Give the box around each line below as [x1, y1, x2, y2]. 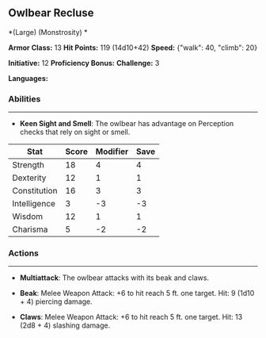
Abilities [8, 93, 41, 104]
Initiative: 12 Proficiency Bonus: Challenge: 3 [8, 58, 160, 67]
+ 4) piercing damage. [19, 297, 93, 306]
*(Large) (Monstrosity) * [8, 27, 89, 36]
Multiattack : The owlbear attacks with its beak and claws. [19, 273, 210, 282]
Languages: [8, 73, 49, 83]
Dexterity [12, 172, 47, 183]
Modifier [95, 146, 129, 157]
